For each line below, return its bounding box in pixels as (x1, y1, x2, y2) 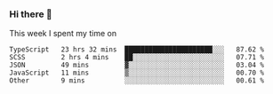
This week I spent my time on (9, 28, 117, 39)
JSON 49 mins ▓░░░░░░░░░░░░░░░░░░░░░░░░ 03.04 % (9, 61, 265, 70)
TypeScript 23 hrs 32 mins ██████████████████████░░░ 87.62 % (9, 45, 265, 54)
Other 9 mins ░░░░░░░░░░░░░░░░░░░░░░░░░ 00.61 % (9, 76, 265, 85)
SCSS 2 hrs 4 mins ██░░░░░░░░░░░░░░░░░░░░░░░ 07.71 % (9, 53, 265, 62)
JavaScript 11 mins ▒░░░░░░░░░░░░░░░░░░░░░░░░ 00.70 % (9, 68, 265, 78)
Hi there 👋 (9, 8, 53, 20)
